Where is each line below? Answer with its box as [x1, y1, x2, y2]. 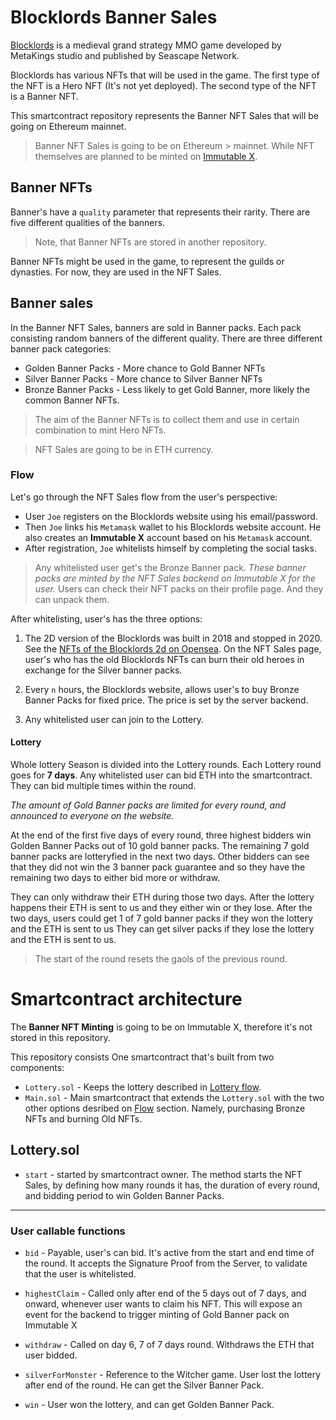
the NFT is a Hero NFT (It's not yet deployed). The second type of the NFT [10, 79, 317, 91]
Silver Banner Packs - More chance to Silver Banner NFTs [24, 372, 263, 385]
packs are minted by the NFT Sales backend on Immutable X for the [34, 572, 317, 584]
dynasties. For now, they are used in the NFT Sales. [10, 266, 222, 278]
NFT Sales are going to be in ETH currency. [34, 443, 214, 455]
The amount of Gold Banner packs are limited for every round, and [10, 799, 287, 811]
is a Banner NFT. [10, 90, 79, 102]
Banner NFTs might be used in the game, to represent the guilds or [10, 255, 285, 267]
